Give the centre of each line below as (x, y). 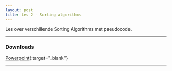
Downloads (20, 47)
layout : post (19, 10)
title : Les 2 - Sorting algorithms (43, 15)
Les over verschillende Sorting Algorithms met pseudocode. (69, 29)
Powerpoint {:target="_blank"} (37, 58)
